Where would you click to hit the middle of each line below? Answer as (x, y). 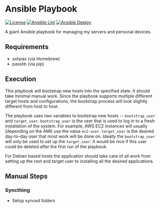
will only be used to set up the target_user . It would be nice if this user (76, 141)
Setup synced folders (34, 201)
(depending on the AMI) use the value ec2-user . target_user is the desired (80, 131)
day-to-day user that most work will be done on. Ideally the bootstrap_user (80, 136)
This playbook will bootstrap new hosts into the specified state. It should (78, 91)
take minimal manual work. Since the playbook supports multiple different (79, 96)
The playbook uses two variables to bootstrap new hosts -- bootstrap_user (80, 115)
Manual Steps (26, 176)
